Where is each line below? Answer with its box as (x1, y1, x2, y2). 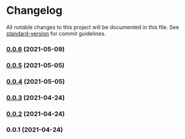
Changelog (6, 4, 63, 17)
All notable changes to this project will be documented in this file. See (6, 23, 180, 31)
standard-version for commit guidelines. (6, 29, 106, 37)
